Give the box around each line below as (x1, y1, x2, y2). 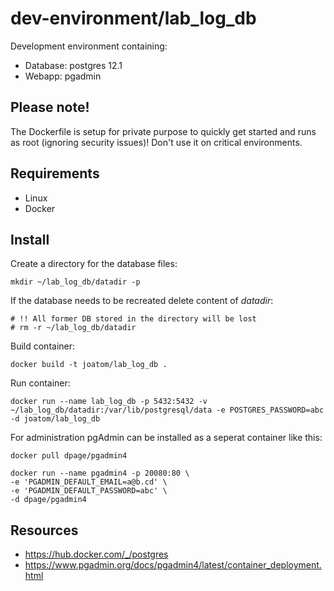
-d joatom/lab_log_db (10, 414, 101, 424)
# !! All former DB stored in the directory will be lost (10, 314, 257, 324)
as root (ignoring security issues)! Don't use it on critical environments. (10, 136, 303, 148)
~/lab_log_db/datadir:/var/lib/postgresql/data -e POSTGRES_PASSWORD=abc (10, 405, 325, 416)
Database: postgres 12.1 (24, 59, 123, 71)
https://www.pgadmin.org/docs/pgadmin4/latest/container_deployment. (24, 559, 322, 571)
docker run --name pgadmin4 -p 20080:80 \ (10, 468, 190, 479)
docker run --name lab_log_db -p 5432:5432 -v (10, 397, 208, 407)
